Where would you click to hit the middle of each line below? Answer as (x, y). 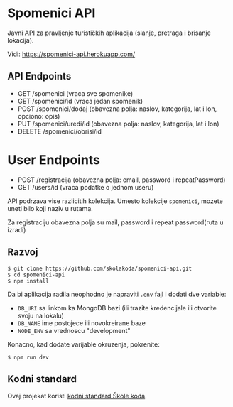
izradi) (17, 229)
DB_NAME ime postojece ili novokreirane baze (81, 323)
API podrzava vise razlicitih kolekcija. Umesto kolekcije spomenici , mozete (115, 201)
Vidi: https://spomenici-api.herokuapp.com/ (71, 54)
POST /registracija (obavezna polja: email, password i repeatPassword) (121, 180)
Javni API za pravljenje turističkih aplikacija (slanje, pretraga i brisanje (109, 33)
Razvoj (23, 253)
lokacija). (21, 40)
